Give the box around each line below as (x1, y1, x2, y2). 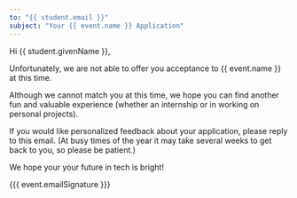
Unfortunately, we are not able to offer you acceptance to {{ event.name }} (9, 63, 282, 74)
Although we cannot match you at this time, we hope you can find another (9, 90, 279, 100)
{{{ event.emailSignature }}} (9, 178, 111, 189)
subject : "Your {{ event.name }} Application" (9, 21, 184, 30)
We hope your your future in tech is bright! (9, 162, 164, 172)
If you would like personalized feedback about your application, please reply (9, 125, 288, 136)
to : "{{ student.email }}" (9, 12, 109, 22)
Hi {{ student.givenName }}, (9, 45, 111, 56)
